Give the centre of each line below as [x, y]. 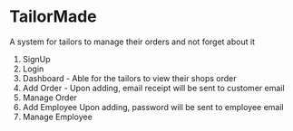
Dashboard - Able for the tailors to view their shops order [130, 78]
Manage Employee [57, 117]
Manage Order [49, 98]
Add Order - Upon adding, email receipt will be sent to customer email [153, 88]
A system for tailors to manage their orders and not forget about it [132, 42]
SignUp [37, 59]
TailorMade [53, 17]
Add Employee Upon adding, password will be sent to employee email [153, 107]
